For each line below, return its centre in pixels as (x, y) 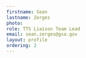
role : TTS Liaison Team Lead (43, 29)
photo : (15, 23)
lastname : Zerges (28, 18)
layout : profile (27, 40)
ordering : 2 (21, 46)
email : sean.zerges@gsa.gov (42, 34)
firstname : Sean (27, 12)
